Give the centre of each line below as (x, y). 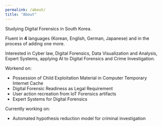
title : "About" (21, 14)
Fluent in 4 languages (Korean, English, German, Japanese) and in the (77, 38)
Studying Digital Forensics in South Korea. (48, 28)
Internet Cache (28, 83)
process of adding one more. (35, 43)
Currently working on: (27, 109)
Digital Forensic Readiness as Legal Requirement (63, 88)
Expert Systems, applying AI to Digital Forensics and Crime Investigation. (80, 58)
